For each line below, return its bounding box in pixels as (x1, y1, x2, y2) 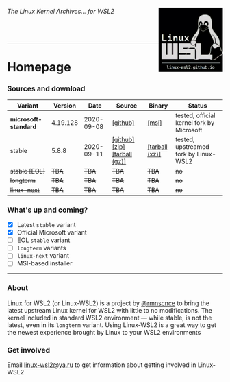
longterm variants (16, 244, 66, 252)
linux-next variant (16, 252, 70, 260)
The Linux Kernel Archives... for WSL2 (7, 8, 114, 15)
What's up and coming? (7, 205, 88, 215)
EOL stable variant (16, 236, 71, 244)
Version (53, 101, 77, 110)
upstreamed (175, 143, 210, 151)
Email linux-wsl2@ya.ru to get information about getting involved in (7, 361, 196, 369)
